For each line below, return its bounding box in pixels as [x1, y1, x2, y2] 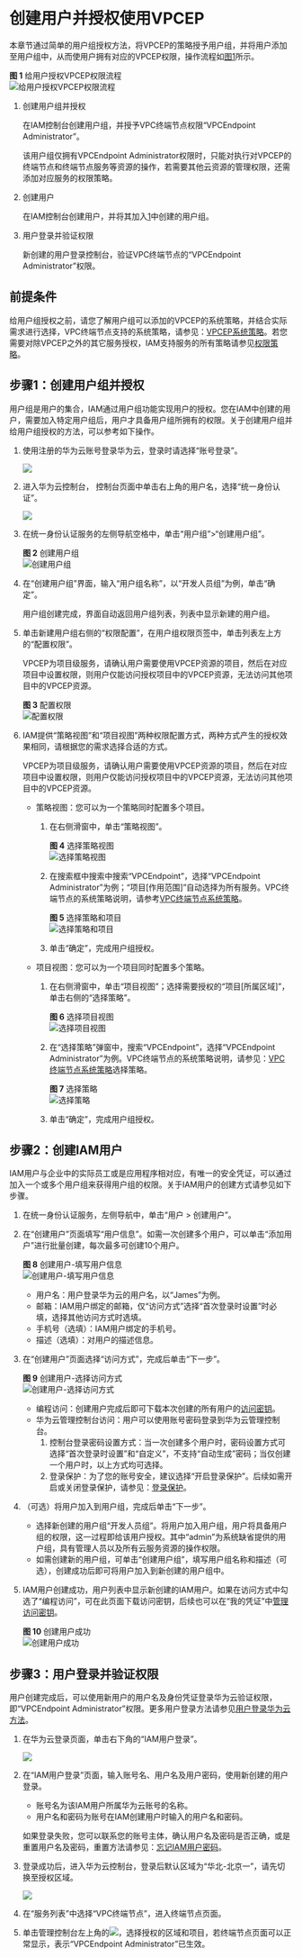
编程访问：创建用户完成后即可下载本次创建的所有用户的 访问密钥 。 [35, 1403, 280, 1414]
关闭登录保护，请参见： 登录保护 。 [65, 1482, 191, 1493]
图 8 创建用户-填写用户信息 [22, 1259, 123, 1270]
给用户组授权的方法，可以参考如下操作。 [9, 425, 159, 437]
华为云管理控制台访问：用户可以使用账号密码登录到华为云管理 [35, 1415, 265, 1426]
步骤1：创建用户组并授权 [9, 377, 146, 393]
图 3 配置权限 [22, 699, 72, 710]
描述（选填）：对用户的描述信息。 [35, 1335, 159, 1346]
